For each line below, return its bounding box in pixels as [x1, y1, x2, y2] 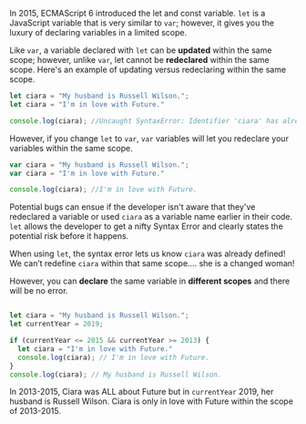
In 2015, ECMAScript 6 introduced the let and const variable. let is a [9, 8, 266, 18]
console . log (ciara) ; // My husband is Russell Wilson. [9, 369, 222, 379]
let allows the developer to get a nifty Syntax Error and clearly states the [9, 221, 284, 232]
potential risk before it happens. [9, 231, 129, 242]
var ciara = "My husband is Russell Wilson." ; [9, 160, 189, 170]
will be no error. [9, 285, 68, 296]
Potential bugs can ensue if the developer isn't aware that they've [9, 202, 256, 212]
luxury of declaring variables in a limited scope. [9, 27, 188, 37]
